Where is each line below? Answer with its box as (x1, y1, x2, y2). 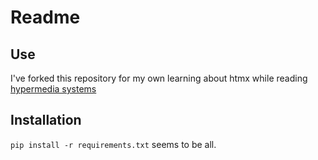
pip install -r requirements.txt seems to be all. (10, 138, 217, 150)
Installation (10, 112, 82, 129)
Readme (10, 6, 81, 29)
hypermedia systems (10, 83, 97, 95)
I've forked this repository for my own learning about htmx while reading (10, 72, 308, 84)
